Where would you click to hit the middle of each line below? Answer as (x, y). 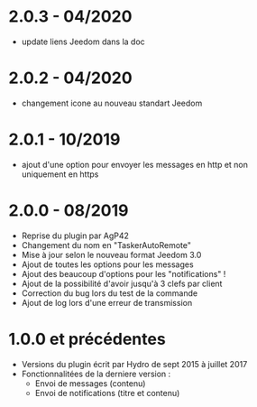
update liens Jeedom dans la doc (83, 42)
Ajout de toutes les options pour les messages (108, 264)
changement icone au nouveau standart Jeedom (112, 103)
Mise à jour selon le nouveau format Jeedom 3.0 (111, 254)
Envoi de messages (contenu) (90, 383)
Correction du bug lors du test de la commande (110, 293)
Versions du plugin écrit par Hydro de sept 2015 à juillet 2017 (134, 364)
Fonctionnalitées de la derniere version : (96, 374)
